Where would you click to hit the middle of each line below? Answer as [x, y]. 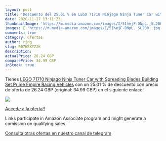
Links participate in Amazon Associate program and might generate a [76, 118]
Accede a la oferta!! [25, 109]
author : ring [19, 42]
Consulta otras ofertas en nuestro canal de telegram [58, 133]
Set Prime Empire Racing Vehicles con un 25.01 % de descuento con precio [82, 84]
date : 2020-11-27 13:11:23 [33, 19]
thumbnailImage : [22, 24]
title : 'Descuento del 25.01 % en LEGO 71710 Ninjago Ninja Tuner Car [79, 14]
